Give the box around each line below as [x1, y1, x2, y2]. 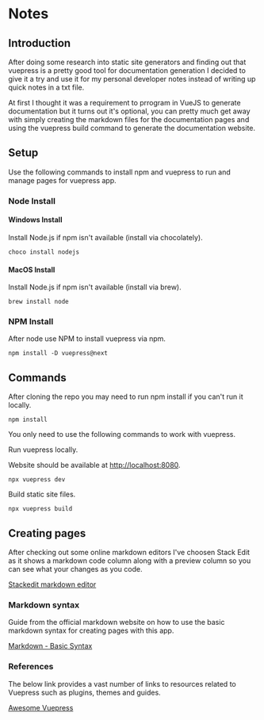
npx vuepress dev [8, 476, 66, 484]
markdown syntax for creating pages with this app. [8, 626, 174, 635]
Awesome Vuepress [8, 703, 74, 712]
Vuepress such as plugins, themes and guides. [8, 687, 161, 697]
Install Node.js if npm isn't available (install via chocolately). [8, 232, 204, 242]
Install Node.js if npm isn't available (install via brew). [8, 282, 182, 292]
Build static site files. [8, 489, 76, 500]
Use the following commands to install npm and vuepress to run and [8, 167, 231, 177]
